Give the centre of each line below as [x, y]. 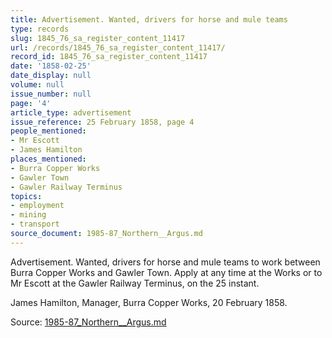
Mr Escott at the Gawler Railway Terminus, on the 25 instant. [135, 283]
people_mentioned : [48, 131]
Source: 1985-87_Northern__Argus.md [88, 322]
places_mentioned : [48, 159]
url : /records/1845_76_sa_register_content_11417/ [118, 47]
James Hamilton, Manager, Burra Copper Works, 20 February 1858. [149, 302]
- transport [35, 224]
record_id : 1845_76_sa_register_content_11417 [109, 57]
